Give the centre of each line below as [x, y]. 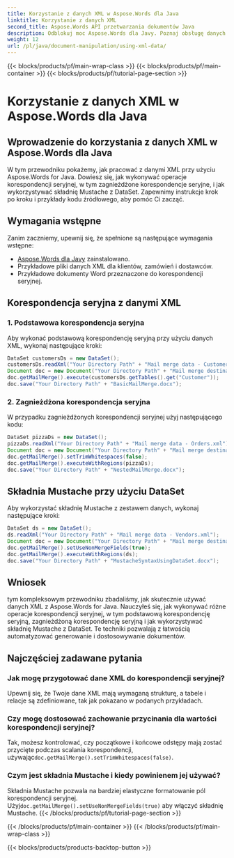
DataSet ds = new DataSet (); [49, 528]
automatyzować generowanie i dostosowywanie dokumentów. [96, 636]
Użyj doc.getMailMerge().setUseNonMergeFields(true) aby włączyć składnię [115, 805]
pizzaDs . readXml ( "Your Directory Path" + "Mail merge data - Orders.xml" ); [119, 444]
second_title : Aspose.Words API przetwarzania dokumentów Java [101, 26]
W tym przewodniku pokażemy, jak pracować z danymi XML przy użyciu [111, 169]
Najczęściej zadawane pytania [75, 658]
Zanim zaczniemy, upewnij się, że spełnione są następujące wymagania [110, 238]
